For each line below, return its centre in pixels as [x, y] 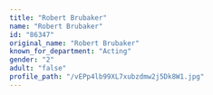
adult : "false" [38, 69]
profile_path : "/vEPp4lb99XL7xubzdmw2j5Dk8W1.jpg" [107, 77]
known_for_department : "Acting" [70, 52]
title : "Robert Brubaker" [58, 18]
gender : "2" [32, 60]
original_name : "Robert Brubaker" [75, 43]
